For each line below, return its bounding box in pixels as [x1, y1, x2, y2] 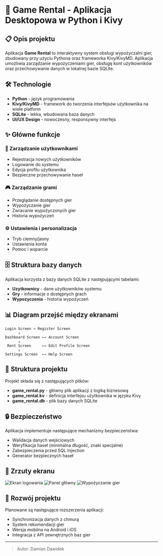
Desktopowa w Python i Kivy [5, 15, 123, 26]
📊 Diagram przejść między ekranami [5, 311, 119, 319]
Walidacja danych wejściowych [12, 437, 75, 443]
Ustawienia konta [12, 241, 47, 247]
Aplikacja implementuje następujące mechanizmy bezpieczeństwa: [5, 428, 139, 434]
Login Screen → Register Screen [5, 326, 70, 331]
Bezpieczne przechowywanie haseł [12, 172, 83, 177]
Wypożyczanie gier [12, 202, 51, 208]
